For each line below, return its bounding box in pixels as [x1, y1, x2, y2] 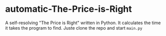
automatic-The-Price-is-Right [5, 3, 132, 15]
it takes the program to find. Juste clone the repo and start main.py [5, 25, 142, 31]
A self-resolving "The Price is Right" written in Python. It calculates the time [5, 20, 161, 26]
